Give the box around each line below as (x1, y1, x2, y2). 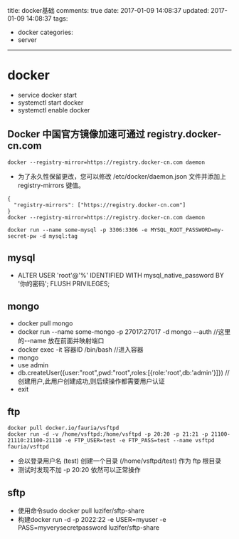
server (17, 36, 37, 44)
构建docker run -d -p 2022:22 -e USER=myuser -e (17, 516, 166, 523)
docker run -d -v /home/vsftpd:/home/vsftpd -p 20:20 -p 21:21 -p (7, 431, 208, 438)
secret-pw (7, 232, 37, 240)
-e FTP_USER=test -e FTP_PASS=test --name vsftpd (64, 437, 215, 444)
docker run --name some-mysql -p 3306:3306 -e (7, 226, 148, 234)
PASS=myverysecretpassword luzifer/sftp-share (17, 523, 160, 532)
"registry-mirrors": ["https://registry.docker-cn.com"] (14, 202, 186, 209)
